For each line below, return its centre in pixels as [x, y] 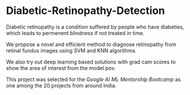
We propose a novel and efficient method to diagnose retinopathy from [91, 44]
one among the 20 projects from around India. [61, 85]
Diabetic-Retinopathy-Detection [85, 11]
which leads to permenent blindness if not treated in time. [75, 33]
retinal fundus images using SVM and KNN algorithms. [71, 50]
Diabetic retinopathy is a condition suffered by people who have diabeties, [95, 27]
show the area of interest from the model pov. [61, 68]
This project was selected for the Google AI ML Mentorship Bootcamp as [94, 79]
